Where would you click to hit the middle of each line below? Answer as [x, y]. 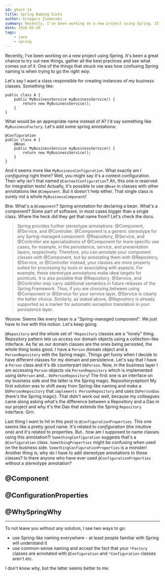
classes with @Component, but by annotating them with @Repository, [88, 257]
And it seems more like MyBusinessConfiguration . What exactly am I [73, 170]
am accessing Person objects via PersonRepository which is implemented [79, 370]
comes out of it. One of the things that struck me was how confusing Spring [82, 66]
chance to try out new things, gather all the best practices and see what [78, 61]
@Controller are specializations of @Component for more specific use [88, 242]
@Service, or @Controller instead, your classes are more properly [84, 262]
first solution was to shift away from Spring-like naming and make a [73, 385]
